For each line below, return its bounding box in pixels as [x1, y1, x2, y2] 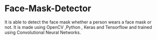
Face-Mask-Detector [4, 3, 91, 14]
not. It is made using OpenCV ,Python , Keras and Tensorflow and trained [4, 24, 152, 30]
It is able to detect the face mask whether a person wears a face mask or [4, 19, 152, 25]
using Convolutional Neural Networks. [4, 29, 81, 35]
